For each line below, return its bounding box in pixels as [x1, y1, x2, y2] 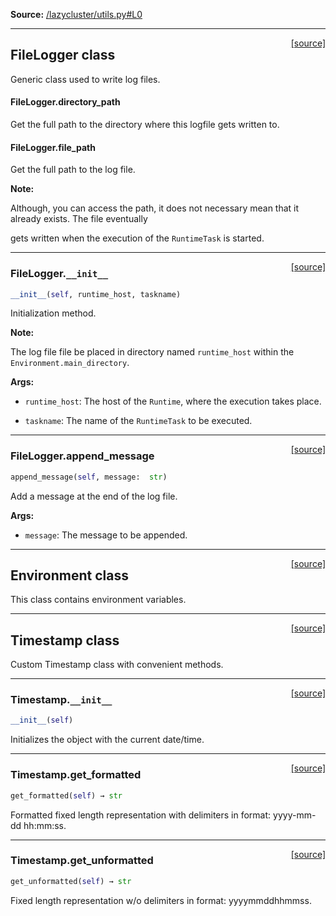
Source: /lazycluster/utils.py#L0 [10, 9, 143, 20]
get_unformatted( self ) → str [10, 876, 132, 886]
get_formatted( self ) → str [10, 790, 123, 801]
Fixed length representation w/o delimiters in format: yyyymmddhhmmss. [10, 894, 312, 906]
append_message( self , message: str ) [10, 472, 168, 482]
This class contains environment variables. [10, 594, 187, 606]
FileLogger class [10, 47, 116, 64]
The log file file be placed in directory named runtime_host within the [10, 346, 295, 358]
